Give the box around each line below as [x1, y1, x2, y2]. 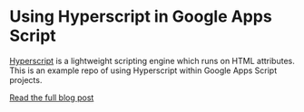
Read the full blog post [9, 92, 94, 103]
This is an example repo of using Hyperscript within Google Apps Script [9, 65, 278, 76]
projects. [9, 74, 43, 85]
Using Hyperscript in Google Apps [9, 6, 272, 27]
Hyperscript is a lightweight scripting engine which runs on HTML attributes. [9, 55, 295, 66]
